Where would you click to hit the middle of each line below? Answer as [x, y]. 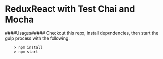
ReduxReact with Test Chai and [70, 9]
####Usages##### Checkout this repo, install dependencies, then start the [82, 33]
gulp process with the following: [38, 38]
